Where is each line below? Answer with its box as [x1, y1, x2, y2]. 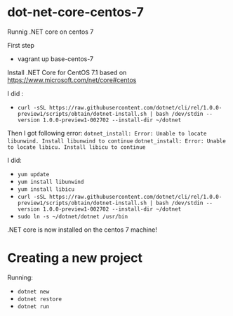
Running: [7, 273, 34, 282]
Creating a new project [7, 250, 142, 266]
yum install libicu [17, 185, 75, 193]
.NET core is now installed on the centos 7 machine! [7, 225, 158, 234]
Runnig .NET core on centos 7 [7, 27, 94, 36]
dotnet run [17, 303, 50, 310]
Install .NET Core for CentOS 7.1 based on [7, 68, 127, 77]
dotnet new [17, 288, 50, 295]
